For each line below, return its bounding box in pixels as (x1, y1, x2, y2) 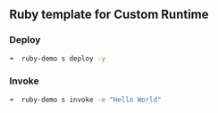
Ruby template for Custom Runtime (9, 7, 209, 22)
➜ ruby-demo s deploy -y (9, 53, 105, 63)
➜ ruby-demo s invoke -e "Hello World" (9, 95, 163, 104)
